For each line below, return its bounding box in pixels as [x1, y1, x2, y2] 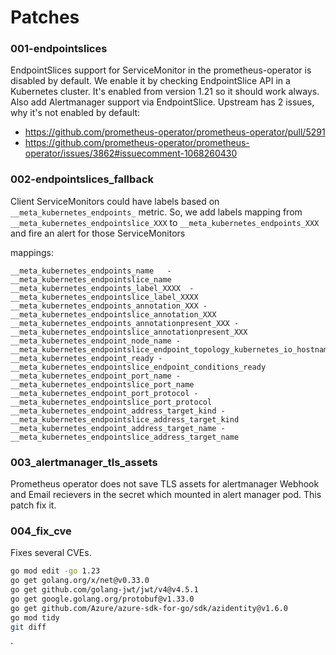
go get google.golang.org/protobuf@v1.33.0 [10, 594, 195, 604]
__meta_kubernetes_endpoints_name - [10, 266, 172, 276]
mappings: [10, 246, 54, 258]
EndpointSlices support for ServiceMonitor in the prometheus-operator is [10, 64, 312, 76]
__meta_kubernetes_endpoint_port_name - [10, 371, 182, 381]
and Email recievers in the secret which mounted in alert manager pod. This [10, 489, 322, 501]
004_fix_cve [10, 524, 72, 538]
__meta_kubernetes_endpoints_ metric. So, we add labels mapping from [10, 206, 303, 218]
